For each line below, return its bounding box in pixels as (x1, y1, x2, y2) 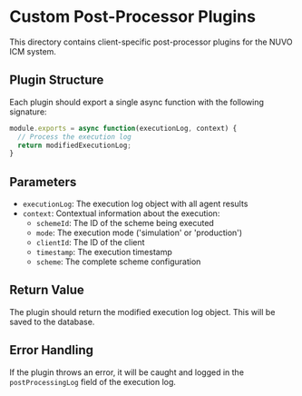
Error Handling (9, 342, 93, 358)
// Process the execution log (17, 132, 132, 142)
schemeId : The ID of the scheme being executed (35, 218, 215, 229)
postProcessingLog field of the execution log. (9, 376, 177, 387)
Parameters (9, 174, 77, 190)
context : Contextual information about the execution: (22, 208, 220, 219)
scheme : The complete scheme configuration (35, 256, 201, 267)
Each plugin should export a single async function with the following (9, 96, 265, 107)
